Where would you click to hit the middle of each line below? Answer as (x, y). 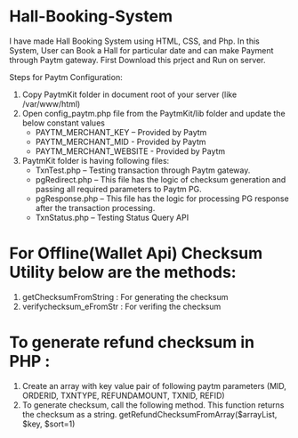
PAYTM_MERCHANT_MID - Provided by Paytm (121, 142)
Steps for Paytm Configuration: (66, 77)
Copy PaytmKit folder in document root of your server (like (129, 94)
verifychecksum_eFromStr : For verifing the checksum (121, 306)
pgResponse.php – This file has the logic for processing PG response (162, 199)
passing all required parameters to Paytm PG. (118, 189)
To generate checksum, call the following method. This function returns (153, 405)
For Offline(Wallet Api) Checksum (136, 253)
